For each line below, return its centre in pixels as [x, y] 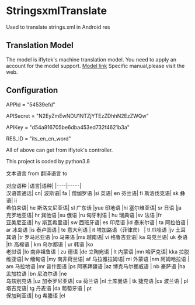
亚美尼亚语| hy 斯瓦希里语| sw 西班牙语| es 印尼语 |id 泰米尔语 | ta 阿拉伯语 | [97, 222]
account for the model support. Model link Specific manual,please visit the [95, 66]
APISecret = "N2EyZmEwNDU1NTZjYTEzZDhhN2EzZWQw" [77, 116]
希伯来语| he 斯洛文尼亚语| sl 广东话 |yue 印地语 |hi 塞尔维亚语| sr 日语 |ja [94, 208]
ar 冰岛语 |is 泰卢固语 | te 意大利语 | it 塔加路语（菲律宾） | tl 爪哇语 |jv [90, 229]
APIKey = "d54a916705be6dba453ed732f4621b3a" [68, 127]
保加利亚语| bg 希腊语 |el [36, 295]
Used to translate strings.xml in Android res [58, 27]
